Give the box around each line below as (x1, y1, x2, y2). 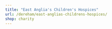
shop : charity (5, 16, 35, 21)
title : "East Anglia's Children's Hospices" (5, 7, 99, 12)
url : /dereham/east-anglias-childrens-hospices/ (5, 12, 108, 17)
